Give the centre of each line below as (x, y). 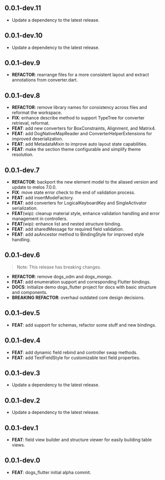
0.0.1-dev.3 (22, 373)
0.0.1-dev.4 (22, 341)
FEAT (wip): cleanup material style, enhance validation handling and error (86, 214)
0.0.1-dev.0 (22, 461)
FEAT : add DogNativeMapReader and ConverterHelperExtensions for (82, 134)
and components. (30, 292)
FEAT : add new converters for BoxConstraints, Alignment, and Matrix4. (84, 128)
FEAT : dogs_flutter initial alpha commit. (51, 472)
